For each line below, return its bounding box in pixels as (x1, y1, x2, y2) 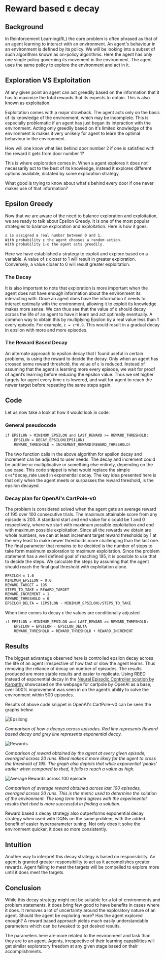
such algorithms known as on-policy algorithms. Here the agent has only (5, 51, 153, 57)
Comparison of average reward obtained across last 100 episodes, (5, 785, 141, 791)
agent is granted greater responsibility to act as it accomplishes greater (5, 859, 150, 865)
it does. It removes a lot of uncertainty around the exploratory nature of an (5, 907, 156, 914)
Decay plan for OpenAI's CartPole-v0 (5, 495, 97, 502)
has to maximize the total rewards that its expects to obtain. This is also (5, 94, 150, 100)
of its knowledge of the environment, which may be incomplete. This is (5, 115, 149, 120)
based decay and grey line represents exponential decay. (5, 731, 122, 737)
